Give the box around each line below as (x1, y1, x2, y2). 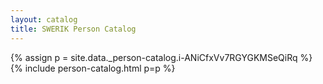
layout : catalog (10, 14, 78, 25)
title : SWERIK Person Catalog (10, 24, 137, 34)
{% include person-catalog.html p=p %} (10, 62, 176, 74)
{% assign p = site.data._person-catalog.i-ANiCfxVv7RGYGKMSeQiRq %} (10, 51, 313, 63)
